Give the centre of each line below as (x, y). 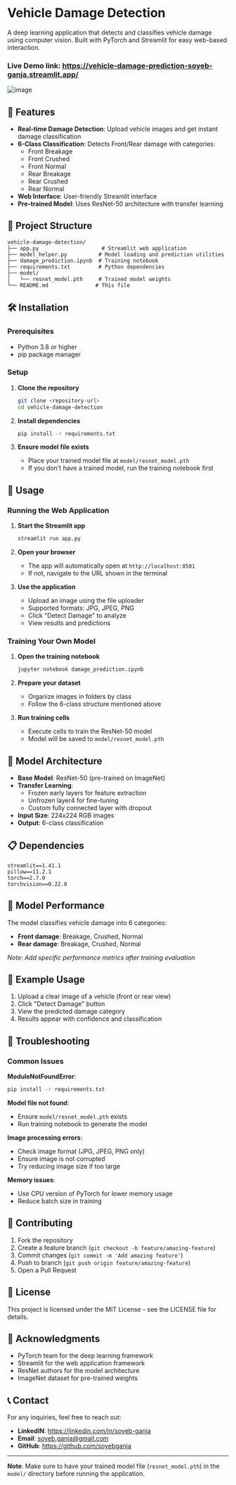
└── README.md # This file (69, 285)
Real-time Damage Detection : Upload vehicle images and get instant (118, 129)
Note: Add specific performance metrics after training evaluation (101, 957)
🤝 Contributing (40, 1223)
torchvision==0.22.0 (38, 884)
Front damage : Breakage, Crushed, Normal (80, 936)
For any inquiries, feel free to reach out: (64, 1417)
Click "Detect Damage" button (61, 1004)
